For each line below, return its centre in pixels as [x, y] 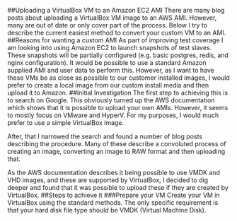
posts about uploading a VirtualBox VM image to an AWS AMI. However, [112, 18]
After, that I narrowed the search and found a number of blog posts [105, 136]
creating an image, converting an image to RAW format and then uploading [116, 151]
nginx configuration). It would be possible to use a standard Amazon [107, 62]
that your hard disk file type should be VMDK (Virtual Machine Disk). [107, 210]
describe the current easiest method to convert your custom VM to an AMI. [117, 32]
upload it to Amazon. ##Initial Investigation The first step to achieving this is [118, 92]
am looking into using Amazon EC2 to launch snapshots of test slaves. [110, 48]
